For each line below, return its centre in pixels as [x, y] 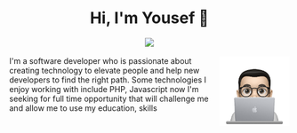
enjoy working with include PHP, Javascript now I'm [104, 89]
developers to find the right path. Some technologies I [108, 80]
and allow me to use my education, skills [83, 108]
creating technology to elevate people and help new [104, 70]
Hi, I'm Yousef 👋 [149, 18]
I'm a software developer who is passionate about [100, 60]
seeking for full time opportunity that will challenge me [109, 98]
